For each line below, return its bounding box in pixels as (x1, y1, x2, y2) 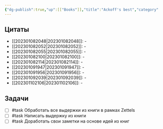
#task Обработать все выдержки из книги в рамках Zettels (11, 107, 136, 113)
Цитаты (4, 26, 29, 34)
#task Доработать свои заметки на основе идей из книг (11, 118, 130, 124)
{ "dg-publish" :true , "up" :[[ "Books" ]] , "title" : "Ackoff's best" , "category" (4, 7, 159, 12)
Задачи (4, 94, 29, 103)
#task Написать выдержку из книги (11, 113, 86, 119)
